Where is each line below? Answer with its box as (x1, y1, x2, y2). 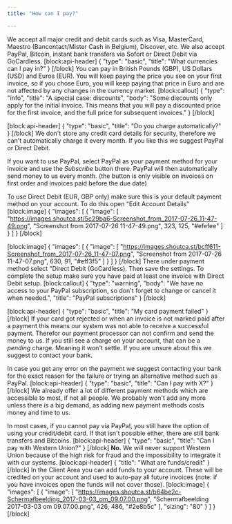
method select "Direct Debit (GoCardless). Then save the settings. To (7, 264, 204, 272)
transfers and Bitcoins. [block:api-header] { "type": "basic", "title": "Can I (7, 436, 215, 445)
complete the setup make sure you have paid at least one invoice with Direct (7, 272, 224, 280)
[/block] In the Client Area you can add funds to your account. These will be (7, 465, 223, 474)
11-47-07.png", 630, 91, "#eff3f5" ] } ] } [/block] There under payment (7, 256, 205, 265)
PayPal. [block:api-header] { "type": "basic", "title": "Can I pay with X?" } (7, 379, 214, 387)
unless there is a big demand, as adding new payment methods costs (7, 401, 205, 409)
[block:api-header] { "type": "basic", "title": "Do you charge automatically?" (7, 121, 222, 130)
